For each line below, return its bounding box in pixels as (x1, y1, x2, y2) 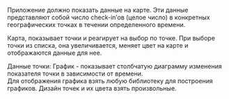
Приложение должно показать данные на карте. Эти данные (7, 6, 189, 14)
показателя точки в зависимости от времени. (7, 69, 143, 78)
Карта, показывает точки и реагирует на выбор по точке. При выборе (7, 34, 216, 42)
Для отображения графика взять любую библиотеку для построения (7, 77, 214, 85)
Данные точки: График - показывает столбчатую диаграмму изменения (7, 62, 222, 70)
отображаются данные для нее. (7, 48, 102, 57)
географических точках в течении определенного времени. (7, 21, 186, 28)
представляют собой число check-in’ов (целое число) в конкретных (7, 13, 210, 21)
